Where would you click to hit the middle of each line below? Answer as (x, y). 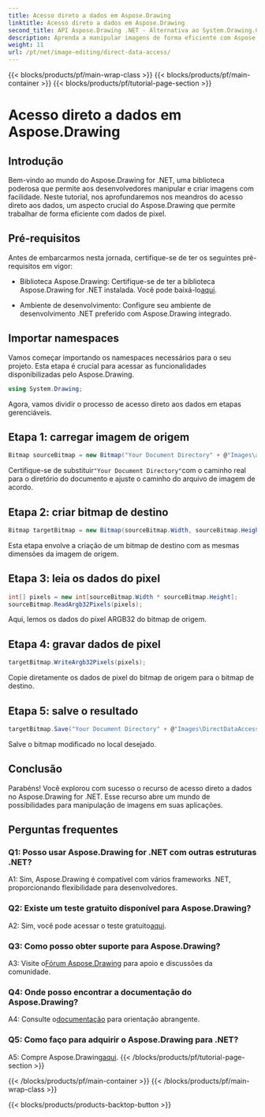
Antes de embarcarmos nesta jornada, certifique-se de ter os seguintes (125, 257)
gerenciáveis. (30, 412)
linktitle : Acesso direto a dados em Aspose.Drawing (97, 23)
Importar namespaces (64, 338)
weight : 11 (26, 45)
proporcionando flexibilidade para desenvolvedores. (93, 888)
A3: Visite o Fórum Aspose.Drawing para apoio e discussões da (110, 963)
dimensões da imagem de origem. (63, 554)
